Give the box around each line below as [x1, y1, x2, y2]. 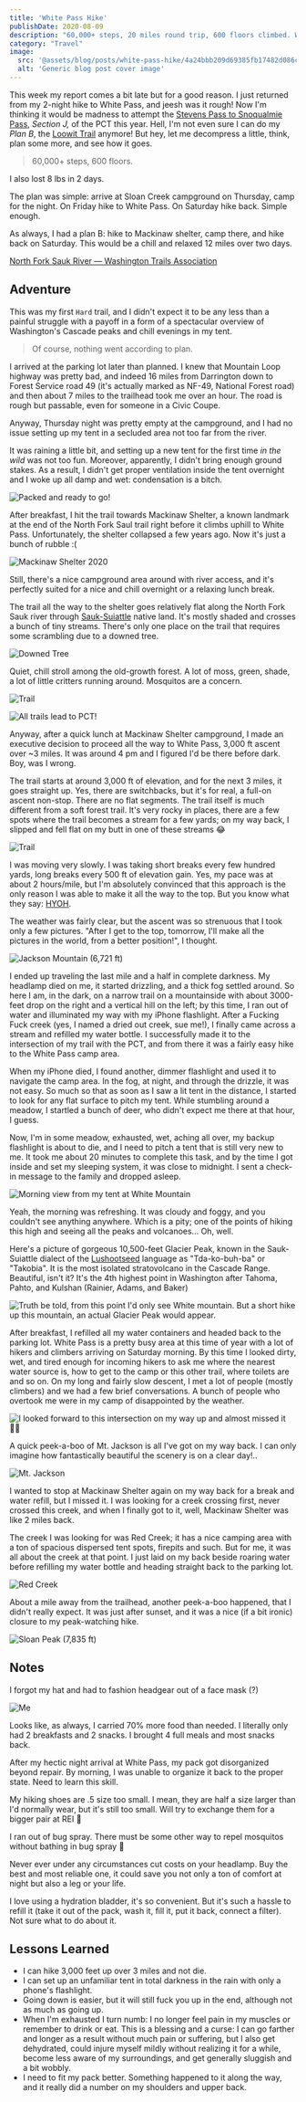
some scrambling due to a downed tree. [9, 630, 159, 641]
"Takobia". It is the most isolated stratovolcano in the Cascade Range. [9, 1262, 270, 1274]
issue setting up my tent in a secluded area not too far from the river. [9, 426, 267, 438]
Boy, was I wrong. [9, 757, 76, 768]
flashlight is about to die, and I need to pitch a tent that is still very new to [9, 1141, 284, 1152]
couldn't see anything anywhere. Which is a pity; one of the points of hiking [9, 1215, 293, 1226]
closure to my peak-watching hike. [9, 1615, 139, 1626]
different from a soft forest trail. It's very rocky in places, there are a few [9, 804, 280, 815]
